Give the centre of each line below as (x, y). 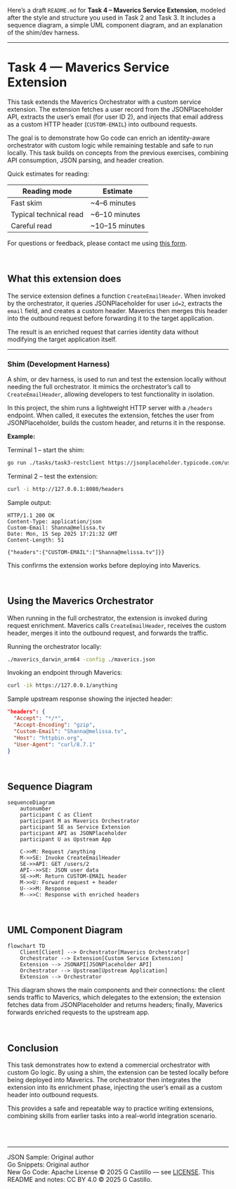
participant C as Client (56, 815)
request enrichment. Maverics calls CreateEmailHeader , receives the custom (117, 625)
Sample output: (29, 502)
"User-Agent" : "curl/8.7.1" (55, 744)
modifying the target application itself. (62, 339)
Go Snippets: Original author (48, 1164)
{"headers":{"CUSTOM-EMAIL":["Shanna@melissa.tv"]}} (86, 552)
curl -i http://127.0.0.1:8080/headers (66, 489)
